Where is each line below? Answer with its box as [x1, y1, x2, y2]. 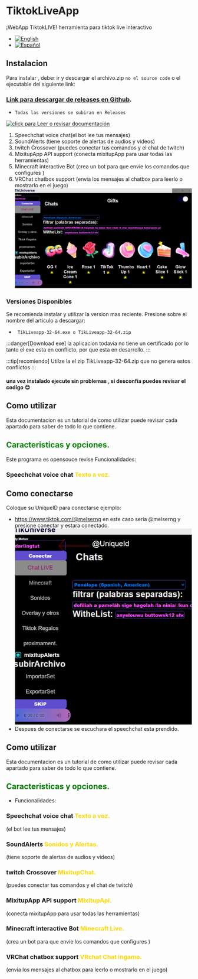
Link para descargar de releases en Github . [6, 95, 132, 103]
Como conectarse [6, 489, 74, 499]
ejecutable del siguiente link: [6, 80, 75, 87]
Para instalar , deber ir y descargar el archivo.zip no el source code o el [6, 74, 181, 81]
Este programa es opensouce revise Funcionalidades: [6, 456, 137, 463]
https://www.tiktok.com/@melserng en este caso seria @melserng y [14, 516, 181, 523]
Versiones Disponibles [6, 297, 72, 305]
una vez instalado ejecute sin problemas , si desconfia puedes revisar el [6, 378, 186, 385]
